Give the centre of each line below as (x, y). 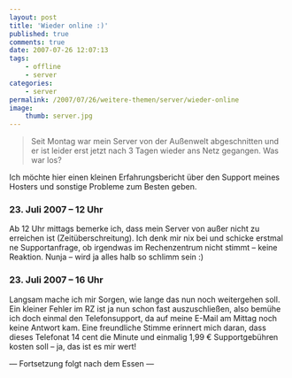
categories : (31, 83)
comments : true (37, 42)
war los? (46, 160)
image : (21, 108)
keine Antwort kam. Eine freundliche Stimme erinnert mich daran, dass (138, 328)
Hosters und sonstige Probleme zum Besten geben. (103, 187)
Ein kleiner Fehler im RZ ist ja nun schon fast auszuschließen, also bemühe (145, 309)
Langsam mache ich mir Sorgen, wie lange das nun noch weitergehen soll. (145, 299)
